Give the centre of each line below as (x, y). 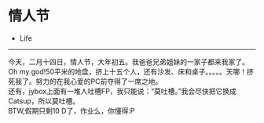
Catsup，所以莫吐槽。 (44, 101)
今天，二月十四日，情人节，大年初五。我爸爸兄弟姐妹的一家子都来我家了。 (128, 62)
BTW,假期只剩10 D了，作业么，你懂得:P (71, 110)
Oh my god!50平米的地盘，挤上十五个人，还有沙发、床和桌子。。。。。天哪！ (128, 71)
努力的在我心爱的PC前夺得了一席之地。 (99, 81)
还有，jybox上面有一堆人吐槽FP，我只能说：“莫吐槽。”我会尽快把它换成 (123, 91)
